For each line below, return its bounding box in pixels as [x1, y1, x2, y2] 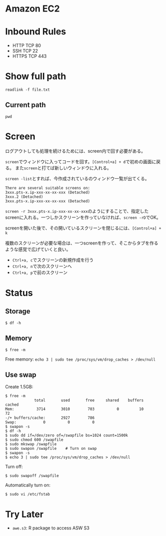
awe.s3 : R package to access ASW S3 [12, 525, 90, 531]
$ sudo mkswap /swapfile [5, 442, 57, 447]
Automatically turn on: [5, 482, 51, 488]
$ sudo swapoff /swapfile [5, 473, 59, 478]
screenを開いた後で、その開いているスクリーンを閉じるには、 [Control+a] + [5, 225, 162, 231]
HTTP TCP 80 [12, 43, 41, 49]
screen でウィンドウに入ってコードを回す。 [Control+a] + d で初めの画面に [5, 158, 157, 164]
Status [5, 288, 33, 299]
